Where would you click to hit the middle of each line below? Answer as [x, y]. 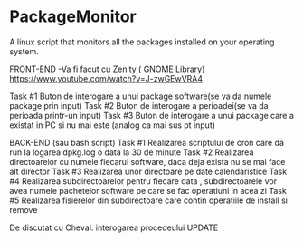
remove [24, 209]
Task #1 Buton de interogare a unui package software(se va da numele [141, 96]
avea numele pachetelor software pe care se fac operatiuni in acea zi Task [148, 190]
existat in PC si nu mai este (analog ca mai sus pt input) [112, 125]
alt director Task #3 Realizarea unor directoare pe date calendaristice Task [148, 171]
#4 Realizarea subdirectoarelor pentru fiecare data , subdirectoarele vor [143, 181]
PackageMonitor [73, 17]
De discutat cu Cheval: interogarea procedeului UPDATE [114, 227]
